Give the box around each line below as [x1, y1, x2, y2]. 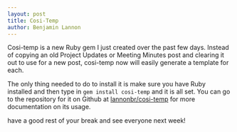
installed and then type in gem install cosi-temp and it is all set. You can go [7, 87, 231, 96]
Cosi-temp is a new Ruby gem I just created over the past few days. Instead [7, 44, 229, 52]
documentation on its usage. [7, 103, 91, 111]
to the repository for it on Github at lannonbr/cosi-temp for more [7, 95, 196, 103]
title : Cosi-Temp [7, 17, 59, 24]
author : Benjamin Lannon [7, 24, 81, 31]
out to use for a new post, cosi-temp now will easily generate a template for [7, 59, 229, 67]
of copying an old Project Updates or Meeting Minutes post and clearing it [7, 51, 224, 59]
